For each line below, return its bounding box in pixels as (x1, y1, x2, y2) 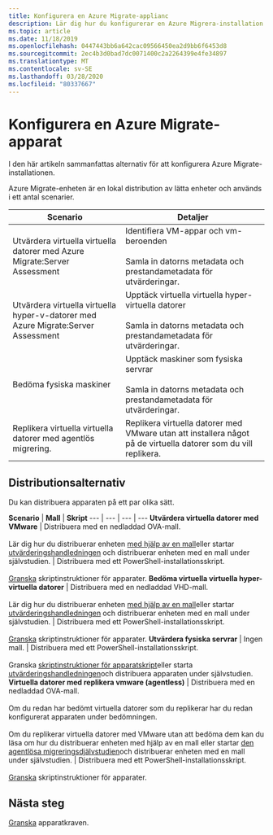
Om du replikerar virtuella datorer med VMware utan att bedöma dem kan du (8, 729, 265, 739)
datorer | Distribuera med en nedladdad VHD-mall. (38, 583, 209, 592)
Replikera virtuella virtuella (12, 422, 114, 434)
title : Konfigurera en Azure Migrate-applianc (8, 11, 169, 20)
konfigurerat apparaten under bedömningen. (8, 712, 158, 722)
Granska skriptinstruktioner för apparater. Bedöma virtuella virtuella (8, 574, 238, 584)
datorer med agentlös (12, 433, 95, 444)
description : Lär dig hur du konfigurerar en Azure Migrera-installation (8, 20, 264, 28)
